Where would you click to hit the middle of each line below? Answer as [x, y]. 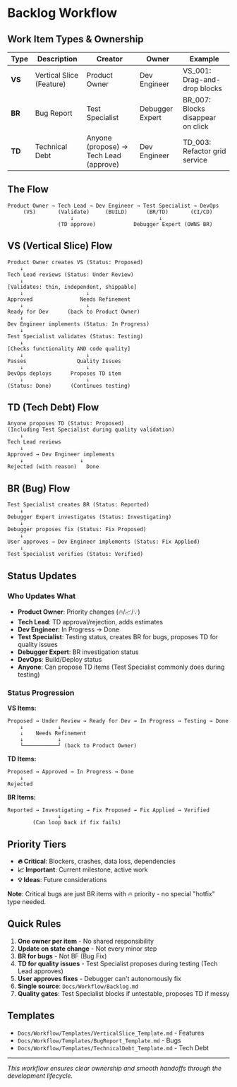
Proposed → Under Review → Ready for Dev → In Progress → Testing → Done [118, 721]
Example [205, 59]
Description [57, 59]
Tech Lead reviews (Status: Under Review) [71, 274]
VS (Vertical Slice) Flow [60, 246]
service [195, 160]
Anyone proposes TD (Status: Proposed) [66, 424]
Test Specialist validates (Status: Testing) [75, 336]
